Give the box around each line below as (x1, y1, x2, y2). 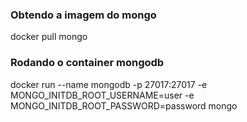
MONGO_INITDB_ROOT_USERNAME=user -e (10, 89, 195, 101)
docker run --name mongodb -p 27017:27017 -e (10, 78, 208, 90)
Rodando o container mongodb (10, 56, 165, 70)
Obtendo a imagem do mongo (10, 8, 157, 22)
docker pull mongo (10, 31, 88, 43)
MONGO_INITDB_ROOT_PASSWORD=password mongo (10, 99, 238, 112)
